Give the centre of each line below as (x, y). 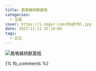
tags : (11, 33)
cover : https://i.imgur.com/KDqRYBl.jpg (49, 24)
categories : (18, 15)
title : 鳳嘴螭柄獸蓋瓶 (27, 10)
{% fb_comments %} (27, 63)
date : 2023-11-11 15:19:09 (34, 29)
